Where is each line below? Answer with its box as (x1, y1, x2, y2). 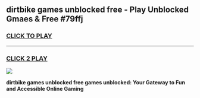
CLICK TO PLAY (6, 32, 52, 40)
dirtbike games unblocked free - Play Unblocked (6, 5, 189, 15)
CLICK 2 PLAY (6, 54, 48, 62)
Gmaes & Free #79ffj (6, 14, 83, 24)
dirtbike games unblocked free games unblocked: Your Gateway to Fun (6, 78, 186, 86)
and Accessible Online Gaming (6, 85, 84, 92)
